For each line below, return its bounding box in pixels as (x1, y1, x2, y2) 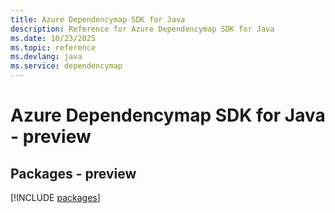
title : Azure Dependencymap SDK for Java (10, 14, 186, 25)
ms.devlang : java (10, 52, 83, 62)
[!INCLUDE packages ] (10, 192, 101, 203)
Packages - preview (10, 165, 137, 182)
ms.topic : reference (10, 42, 97, 53)
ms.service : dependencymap (10, 61, 123, 71)
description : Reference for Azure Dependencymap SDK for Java (10, 24, 275, 34)
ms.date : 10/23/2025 (10, 33, 97, 43)
